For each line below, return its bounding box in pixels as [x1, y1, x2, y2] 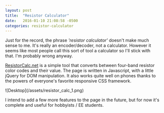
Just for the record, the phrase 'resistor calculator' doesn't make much [5, 37, 149, 44]
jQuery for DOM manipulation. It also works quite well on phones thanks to [5, 73, 156, 79]
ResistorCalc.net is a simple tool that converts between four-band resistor [5, 63, 155, 68]
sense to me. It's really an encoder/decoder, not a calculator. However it [5, 43, 151, 48]
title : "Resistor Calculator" [5, 13, 69, 18]
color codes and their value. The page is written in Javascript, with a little [5, 68, 154, 73]
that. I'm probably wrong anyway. [5, 53, 73, 59]
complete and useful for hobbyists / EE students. [5, 102, 104, 108]
